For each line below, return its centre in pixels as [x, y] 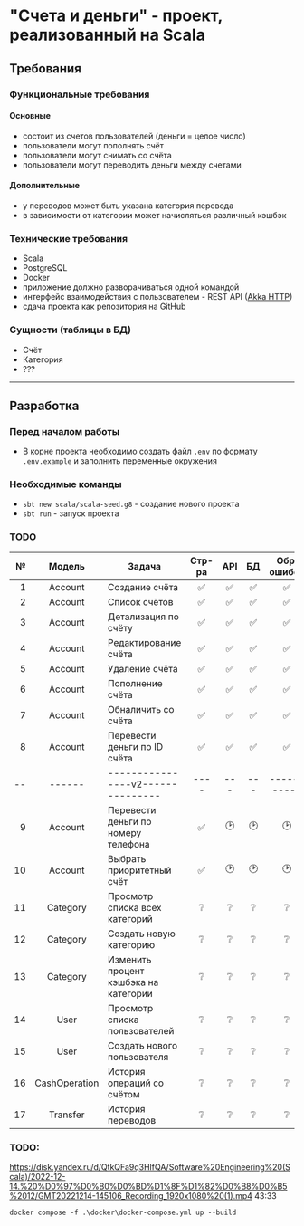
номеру [124, 832]
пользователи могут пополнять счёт [93, 145]
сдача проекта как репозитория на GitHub [104, 306]
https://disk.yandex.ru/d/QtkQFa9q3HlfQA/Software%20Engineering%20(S [150, 1167]
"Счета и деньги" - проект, [116, 16]
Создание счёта [143, 587]
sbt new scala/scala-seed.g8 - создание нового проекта [131, 504]
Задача [144, 566]
